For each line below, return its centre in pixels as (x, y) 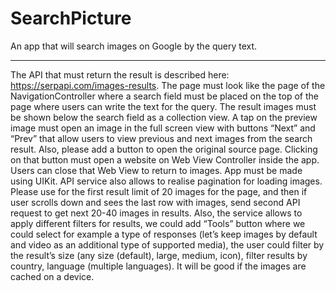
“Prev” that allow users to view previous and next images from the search (161, 138)
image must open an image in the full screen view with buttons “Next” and (163, 128)
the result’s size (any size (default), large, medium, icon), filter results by (159, 255)
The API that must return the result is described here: (120, 74)
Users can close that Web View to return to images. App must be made (156, 170)
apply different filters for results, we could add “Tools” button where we (158, 223)
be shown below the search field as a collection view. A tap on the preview (164, 117)
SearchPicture (71, 18)
